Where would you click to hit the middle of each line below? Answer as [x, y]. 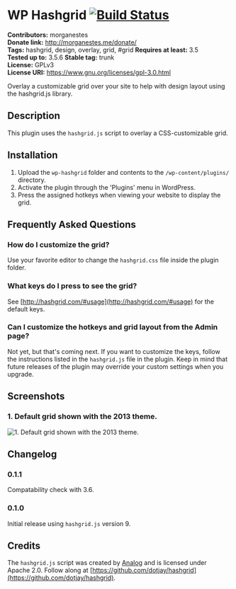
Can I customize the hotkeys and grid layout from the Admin [113, 327]
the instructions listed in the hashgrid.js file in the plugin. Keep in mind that [118, 359]
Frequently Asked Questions [72, 224]
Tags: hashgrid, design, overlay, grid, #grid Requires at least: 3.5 [103, 50]
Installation [33, 155]
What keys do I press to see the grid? [72, 286]
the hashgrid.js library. [40, 93]
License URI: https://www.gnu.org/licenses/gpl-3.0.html [89, 72]
